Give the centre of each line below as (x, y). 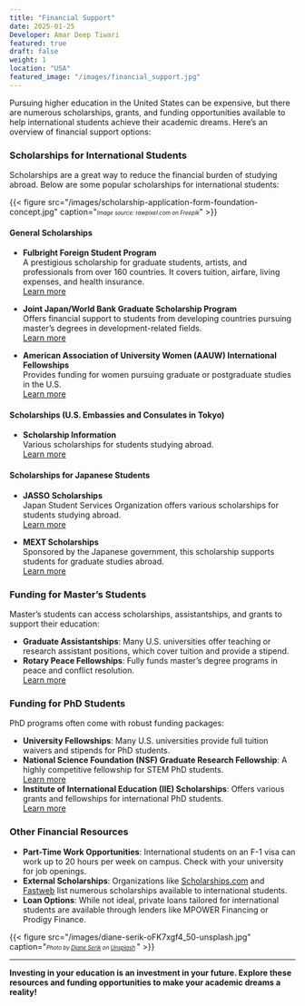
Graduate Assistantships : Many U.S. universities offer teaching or (147, 641)
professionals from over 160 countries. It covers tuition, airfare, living (151, 272)
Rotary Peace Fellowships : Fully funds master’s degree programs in (150, 660)
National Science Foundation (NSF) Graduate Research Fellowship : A (155, 760)
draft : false (34, 52)
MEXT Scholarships (61, 542)
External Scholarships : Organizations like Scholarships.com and (143, 881)
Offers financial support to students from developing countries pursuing (157, 319)
